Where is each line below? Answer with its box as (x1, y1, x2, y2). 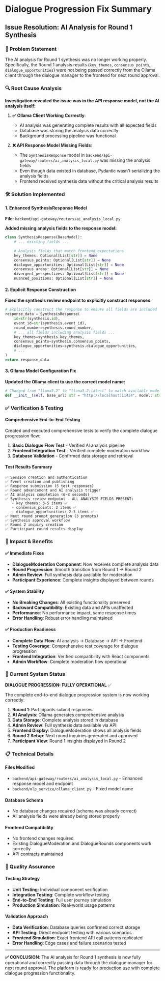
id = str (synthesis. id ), (14, 316, 60, 321)
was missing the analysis (100, 157, 151, 163)
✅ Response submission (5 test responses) (5, 484, 94, 489)
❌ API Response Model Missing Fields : (12, 143, 92, 148)
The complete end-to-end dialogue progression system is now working (5, 692, 149, 697)
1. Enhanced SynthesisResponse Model (5, 205, 87, 211)
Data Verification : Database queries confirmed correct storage (12, 924, 140, 930)
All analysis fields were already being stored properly (12, 813, 120, 819)
